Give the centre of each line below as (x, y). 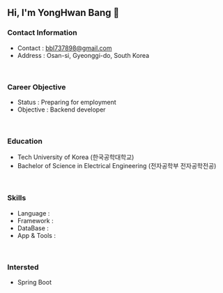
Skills (17, 198)
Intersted (23, 267)
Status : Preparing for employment (67, 102)
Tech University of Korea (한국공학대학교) (76, 157)
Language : (33, 213)
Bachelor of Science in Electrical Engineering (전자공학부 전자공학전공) (117, 166)
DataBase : (33, 228)
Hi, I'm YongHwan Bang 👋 (63, 13)
